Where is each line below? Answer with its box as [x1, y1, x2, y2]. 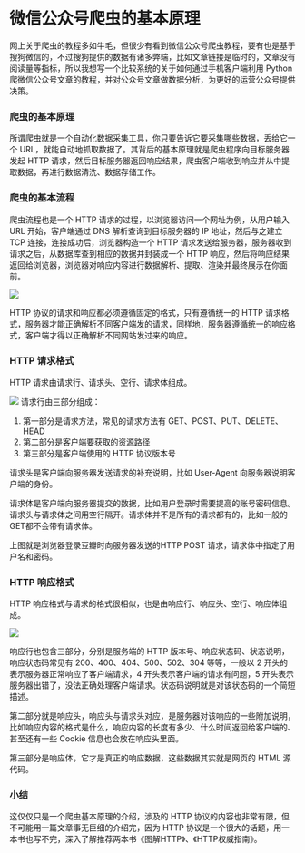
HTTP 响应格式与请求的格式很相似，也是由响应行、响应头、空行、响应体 [9, 598, 280, 609]
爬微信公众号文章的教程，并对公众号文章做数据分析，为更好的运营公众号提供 [9, 74, 296, 84]
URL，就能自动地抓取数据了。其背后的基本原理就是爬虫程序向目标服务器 [19, 144, 290, 155]
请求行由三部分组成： [20, 396, 101, 407]
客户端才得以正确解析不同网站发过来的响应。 [25, 329, 192, 340]
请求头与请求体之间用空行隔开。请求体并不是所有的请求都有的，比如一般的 [9, 509, 288, 520]
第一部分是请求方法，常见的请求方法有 [22, 415, 166, 426]
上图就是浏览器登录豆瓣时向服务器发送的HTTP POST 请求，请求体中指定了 [9, 539, 288, 550]
